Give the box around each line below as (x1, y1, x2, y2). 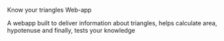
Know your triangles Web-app (7, 6, 92, 14)
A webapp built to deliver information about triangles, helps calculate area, (7, 19, 218, 27)
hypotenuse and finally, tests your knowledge (7, 27, 136, 34)
